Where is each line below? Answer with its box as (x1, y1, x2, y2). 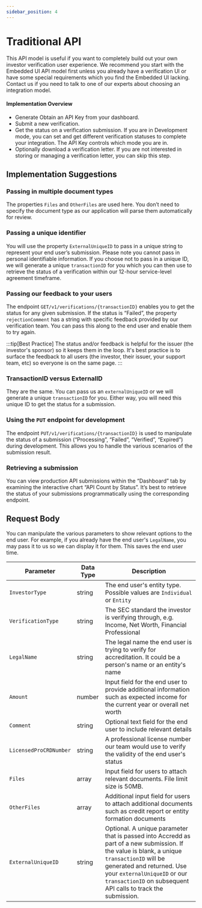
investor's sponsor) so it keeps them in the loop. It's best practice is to (6, 347, 180, 354)
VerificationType (9, 617, 59, 624)
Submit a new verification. (14, 120, 80, 127)
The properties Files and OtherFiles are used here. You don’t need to (6, 201, 180, 208)
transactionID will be (105, 854, 165, 862)
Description (132, 567, 167, 575)
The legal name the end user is (105, 638, 192, 646)
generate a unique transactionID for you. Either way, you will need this (6, 394, 182, 401)
